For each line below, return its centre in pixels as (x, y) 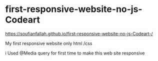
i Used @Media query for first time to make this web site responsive (75, 53)
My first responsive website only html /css (49, 43)
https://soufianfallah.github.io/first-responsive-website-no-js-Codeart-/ (79, 33)
